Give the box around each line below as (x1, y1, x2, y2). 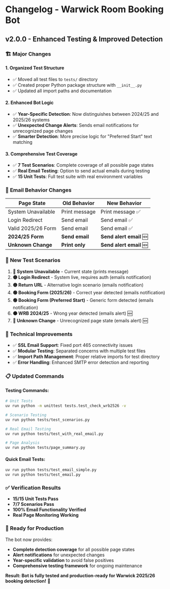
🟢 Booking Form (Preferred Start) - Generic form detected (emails (12, 297, 154, 303)
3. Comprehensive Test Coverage (5, 150, 78, 157)
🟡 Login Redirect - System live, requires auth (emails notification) (12, 274, 152, 280)
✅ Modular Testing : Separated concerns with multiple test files (12, 348, 146, 354)
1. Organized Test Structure (5, 65, 65, 71)
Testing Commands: (5, 387, 49, 393)
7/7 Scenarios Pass (12, 501, 54, 507)
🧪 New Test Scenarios (5, 257, 61, 264)
